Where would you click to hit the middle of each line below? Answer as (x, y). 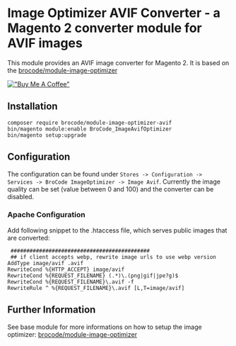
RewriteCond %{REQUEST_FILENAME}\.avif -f (71, 281)
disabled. (20, 196)
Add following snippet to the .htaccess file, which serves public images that (117, 230)
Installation (33, 107)
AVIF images (45, 43)
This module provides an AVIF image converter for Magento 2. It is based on (118, 62)
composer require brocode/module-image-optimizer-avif (90, 123)
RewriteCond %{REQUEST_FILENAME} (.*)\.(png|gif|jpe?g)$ (93, 275)
